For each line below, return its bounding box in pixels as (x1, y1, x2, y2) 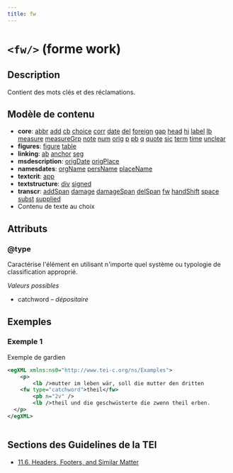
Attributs (7, 222, 48, 234)
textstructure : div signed (17, 180, 92, 188)
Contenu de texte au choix (17, 203, 95, 211)
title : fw (7, 10, 37, 18)
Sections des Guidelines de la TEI (7, 439, 157, 451)
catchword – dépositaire (17, 295, 89, 304)
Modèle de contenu (7, 108, 95, 120)
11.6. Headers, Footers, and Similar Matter (17, 457, 140, 466)
